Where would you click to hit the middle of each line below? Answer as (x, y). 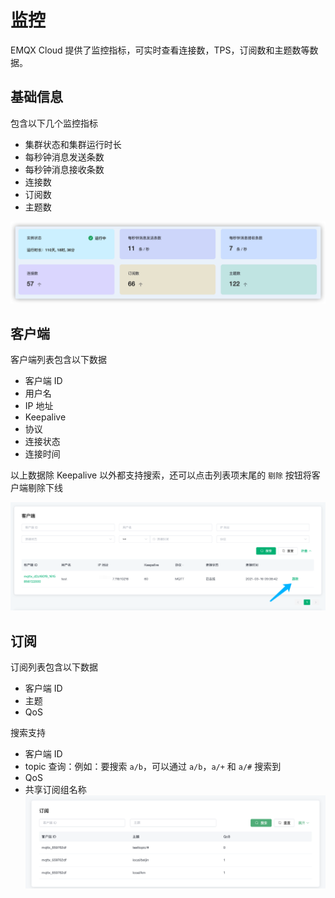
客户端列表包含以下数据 (58, 360)
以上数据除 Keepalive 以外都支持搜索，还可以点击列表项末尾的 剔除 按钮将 (161, 475)
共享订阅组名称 (55, 790)
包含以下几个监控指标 (54, 123)
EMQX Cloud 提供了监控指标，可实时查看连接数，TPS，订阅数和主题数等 (160, 50)
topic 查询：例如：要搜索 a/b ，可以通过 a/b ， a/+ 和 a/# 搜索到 (153, 767)
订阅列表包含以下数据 (54, 667)
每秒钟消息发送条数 (64, 157)
